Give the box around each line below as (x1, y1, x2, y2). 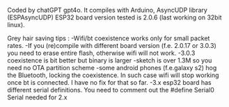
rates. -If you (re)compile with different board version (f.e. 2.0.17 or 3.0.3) (7, 42, 217, 49)
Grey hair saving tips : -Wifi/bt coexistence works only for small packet (7, 34, 210, 42)
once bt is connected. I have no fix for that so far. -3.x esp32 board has (7, 79, 212, 86)
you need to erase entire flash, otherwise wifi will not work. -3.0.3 (7, 49, 196, 57)
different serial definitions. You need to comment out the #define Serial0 (7, 86, 214, 94)
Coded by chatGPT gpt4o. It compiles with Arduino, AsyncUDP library (7, 6, 207, 14)
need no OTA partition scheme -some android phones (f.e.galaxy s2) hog (7, 64, 217, 72)
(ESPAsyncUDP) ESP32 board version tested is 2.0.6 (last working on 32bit (7, 13, 222, 22)
